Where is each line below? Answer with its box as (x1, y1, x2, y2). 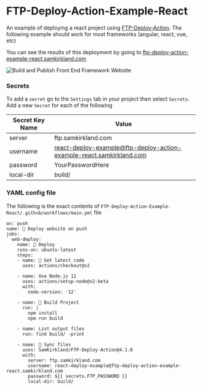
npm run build (28, 315, 63, 321)
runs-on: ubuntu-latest (17, 247, 77, 253)
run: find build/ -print (22, 331, 85, 337)
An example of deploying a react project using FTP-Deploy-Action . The (6, 24, 182, 31)
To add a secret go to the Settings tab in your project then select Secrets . (6, 95, 189, 103)
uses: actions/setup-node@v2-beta (22, 278, 109, 284)
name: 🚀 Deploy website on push (6, 226, 87, 232)
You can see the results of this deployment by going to (6, 48, 142, 55)
